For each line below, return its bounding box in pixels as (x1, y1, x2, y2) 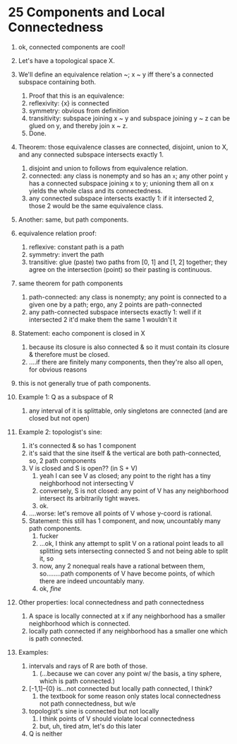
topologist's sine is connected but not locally (28, 706, 159, 715)
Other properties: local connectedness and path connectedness (18, 597, 205, 606)
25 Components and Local (8, 4, 165, 21)
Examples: (18, 648, 49, 656)
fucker (39, 532, 59, 540)
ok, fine (39, 584, 62, 593)
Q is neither (28, 729, 63, 738)
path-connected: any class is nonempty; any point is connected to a (28, 292, 227, 301)
